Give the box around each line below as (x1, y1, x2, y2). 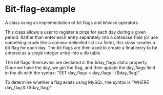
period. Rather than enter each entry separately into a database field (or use (5, 34, 158, 40)
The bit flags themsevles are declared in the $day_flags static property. (5, 59, 148, 65)
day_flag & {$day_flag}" (5, 84, 52, 90)
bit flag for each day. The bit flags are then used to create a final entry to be (5, 45, 158, 50)
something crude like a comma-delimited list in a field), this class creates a (5, 39, 155, 45)
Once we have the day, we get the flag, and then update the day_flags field (5, 65, 156, 71)
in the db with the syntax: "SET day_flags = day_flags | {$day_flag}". (5, 70, 141, 75)
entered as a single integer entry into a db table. (5, 50, 102, 56)
